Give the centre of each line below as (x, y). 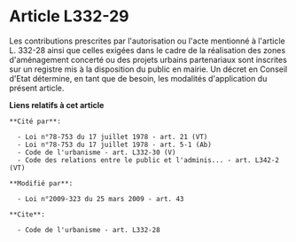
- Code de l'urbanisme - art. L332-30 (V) (97, 152)
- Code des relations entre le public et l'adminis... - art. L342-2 (148, 160)
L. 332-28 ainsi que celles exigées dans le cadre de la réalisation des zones (148, 50)
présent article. (37, 88)
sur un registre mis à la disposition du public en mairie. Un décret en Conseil (148, 69)
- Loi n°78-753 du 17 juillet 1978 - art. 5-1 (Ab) (115, 144)
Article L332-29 (70, 16)
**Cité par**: (35, 121)
